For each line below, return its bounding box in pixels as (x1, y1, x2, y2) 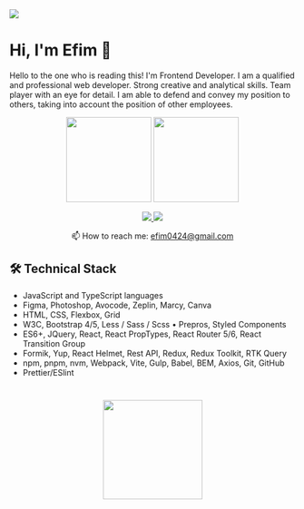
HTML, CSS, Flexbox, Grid (22, 308, 121, 320)
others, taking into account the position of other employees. (9, 99, 233, 110)
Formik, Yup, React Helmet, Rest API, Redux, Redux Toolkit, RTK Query (22, 347, 288, 358)
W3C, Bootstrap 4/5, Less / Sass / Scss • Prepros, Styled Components (22, 318, 287, 329)
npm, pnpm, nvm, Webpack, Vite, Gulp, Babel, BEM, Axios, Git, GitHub (22, 357, 285, 368)
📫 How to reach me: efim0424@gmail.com (71, 230, 234, 241)
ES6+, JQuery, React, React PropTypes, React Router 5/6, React (22, 328, 261, 339)
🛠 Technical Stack (9, 261, 117, 277)
